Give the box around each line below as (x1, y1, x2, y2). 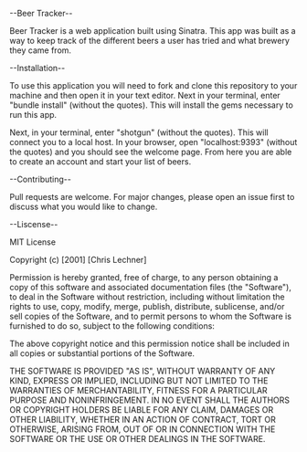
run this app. (9, 110, 58, 120)
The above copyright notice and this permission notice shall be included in (9, 338, 290, 349)
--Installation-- (9, 63, 66, 73)
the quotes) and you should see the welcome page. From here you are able (9, 146, 292, 157)
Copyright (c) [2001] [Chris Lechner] (9, 255, 147, 265)
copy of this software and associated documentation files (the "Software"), (9, 282, 292, 292)
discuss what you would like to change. (9, 201, 158, 212)
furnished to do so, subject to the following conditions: (9, 321, 215, 331)
